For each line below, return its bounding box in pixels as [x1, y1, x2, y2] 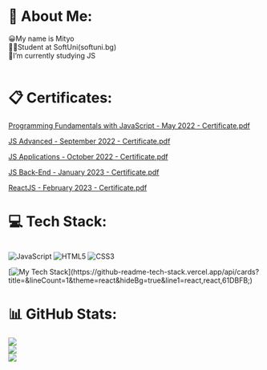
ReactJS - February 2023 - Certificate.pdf [8, 183, 148, 192]
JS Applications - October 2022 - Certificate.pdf [8, 151, 168, 161]
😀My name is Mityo [8, 34, 75, 43]
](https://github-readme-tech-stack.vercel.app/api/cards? [67, 267, 260, 276]
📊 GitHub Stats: [8, 305, 118, 323]
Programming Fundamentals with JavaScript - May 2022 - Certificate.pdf [8, 120, 250, 131]
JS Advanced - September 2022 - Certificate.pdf [8, 136, 171, 146]
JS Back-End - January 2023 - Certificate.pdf [8, 167, 160, 177]
